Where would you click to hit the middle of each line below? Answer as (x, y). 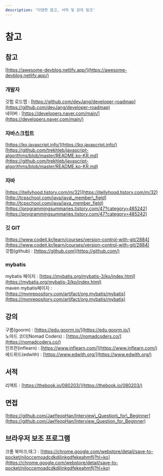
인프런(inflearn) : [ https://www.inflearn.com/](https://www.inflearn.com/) (81, 348)
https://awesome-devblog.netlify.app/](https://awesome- (67, 70)
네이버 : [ (14, 113)
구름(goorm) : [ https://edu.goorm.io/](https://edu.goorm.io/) (68, 329)
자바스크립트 (20, 133)
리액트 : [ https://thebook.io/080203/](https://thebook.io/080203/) (74, 385)
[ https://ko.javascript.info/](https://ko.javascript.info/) (61, 145)
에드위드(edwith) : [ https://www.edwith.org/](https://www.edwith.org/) (78, 354)
